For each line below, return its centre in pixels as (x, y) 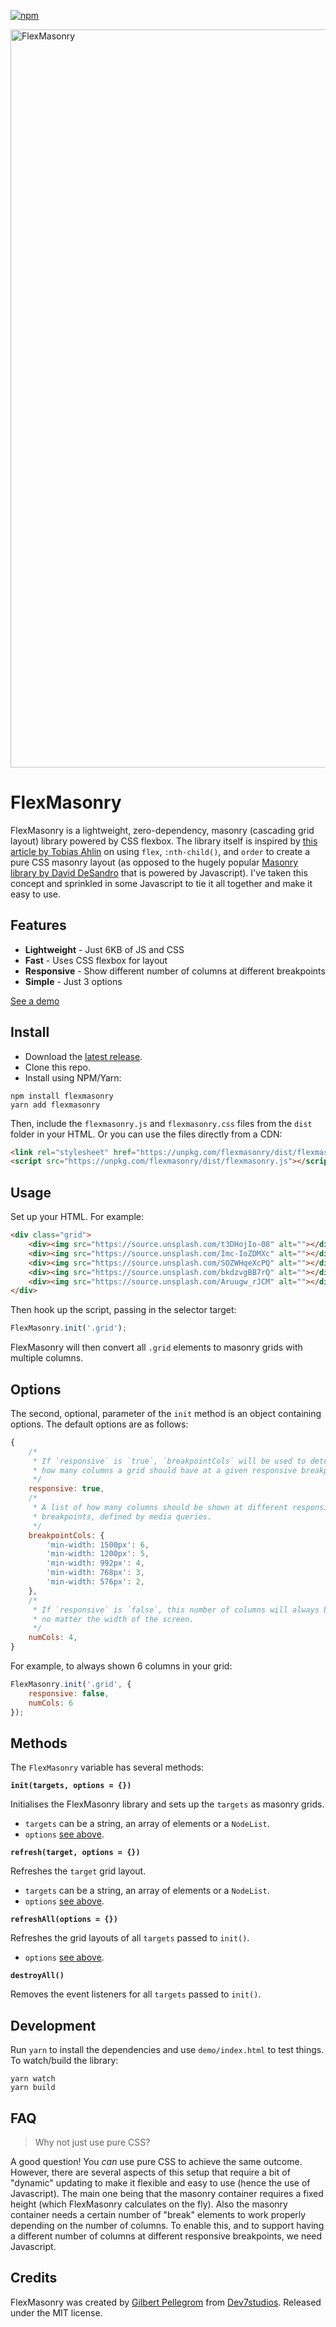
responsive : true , (66, 1489)
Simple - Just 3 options (73, 981)
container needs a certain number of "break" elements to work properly (158, 2214)
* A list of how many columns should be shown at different (160, 1508)
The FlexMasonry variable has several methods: (107, 1767)
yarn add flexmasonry (55, 1105)
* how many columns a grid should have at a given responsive (165, 1470)
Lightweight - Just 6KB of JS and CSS (104, 949)
